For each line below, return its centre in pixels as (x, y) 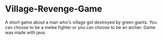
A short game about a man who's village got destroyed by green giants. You (81, 22)
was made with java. (26, 32)
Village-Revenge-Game (54, 9)
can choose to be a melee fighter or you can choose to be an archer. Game (80, 27)
